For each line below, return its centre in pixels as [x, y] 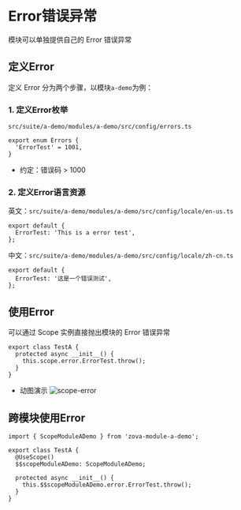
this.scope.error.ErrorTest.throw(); [84, 361]
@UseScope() [35, 457]
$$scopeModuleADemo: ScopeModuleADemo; [81, 464]
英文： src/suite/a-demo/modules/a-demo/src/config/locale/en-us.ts [121, 211]
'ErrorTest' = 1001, [49, 148]
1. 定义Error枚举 [38, 110]
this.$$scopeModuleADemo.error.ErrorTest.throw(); [107, 485]
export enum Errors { [44, 141]
